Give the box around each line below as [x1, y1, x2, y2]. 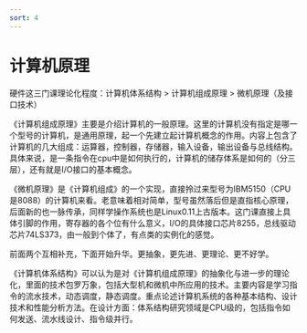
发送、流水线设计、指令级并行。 [16, 313, 138, 324]
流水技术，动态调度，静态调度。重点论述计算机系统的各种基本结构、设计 [25, 290, 298, 301]
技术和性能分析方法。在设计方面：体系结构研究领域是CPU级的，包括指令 [9, 302, 283, 313]
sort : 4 [9, 13, 39, 23]
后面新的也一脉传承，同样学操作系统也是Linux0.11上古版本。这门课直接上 [9, 206, 283, 217]
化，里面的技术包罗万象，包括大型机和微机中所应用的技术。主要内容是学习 [9, 279, 290, 290]
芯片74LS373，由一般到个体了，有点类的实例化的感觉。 [9, 229, 219, 240]
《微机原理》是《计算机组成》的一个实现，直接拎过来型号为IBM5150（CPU [9, 183, 291, 194]
